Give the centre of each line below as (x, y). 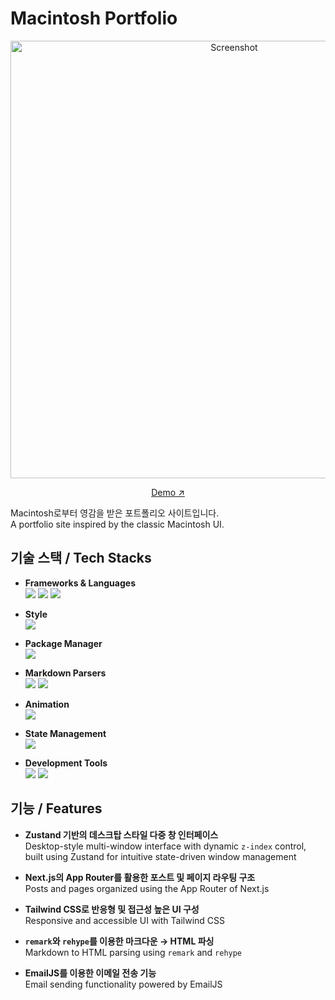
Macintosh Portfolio (94, 18)
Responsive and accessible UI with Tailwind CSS (124, 920)
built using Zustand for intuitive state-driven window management (160, 856)
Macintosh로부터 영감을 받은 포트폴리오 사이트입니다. (115, 513)
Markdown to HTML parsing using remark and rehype (133, 952)
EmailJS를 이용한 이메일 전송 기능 (90, 973)
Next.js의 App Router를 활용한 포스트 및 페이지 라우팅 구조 (140, 877)
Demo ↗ (168, 492)
